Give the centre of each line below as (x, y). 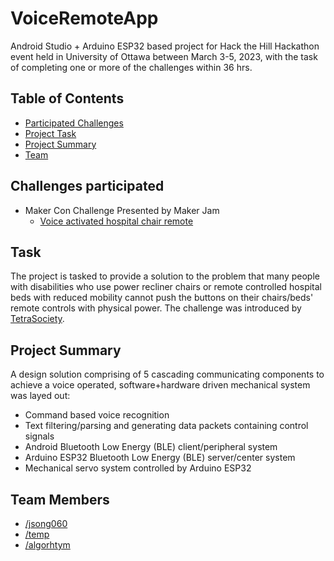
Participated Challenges (74, 123)
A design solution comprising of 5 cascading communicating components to (167, 374)
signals (39, 436)
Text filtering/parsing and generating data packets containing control (166, 426)
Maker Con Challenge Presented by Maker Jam (122, 210)
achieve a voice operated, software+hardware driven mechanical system (160, 385)
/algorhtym (47, 545)
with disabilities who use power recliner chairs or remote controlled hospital (166, 287)
